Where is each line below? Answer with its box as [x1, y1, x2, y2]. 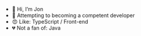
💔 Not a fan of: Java [11, 24, 61, 31]
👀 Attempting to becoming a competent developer [11, 12, 136, 19]
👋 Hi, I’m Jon [11, 6, 44, 12]
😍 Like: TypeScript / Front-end [11, 18, 88, 25]
